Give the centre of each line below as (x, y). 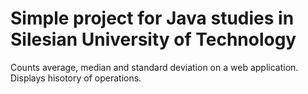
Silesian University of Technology (153, 39)
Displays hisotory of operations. (76, 78)
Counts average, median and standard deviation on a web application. (154, 67)
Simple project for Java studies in (152, 18)
